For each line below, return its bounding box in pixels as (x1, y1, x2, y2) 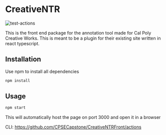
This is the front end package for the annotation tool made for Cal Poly (5, 30, 151, 36)
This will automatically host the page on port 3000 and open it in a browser (5, 114, 161, 120)
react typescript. (5, 40, 40, 46)
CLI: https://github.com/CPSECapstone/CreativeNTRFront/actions (5, 124, 142, 130)
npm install (5, 78, 30, 83)
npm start (5, 105, 26, 110)
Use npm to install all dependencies (5, 68, 79, 74)
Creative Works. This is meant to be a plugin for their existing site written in (5, 35, 161, 41)
